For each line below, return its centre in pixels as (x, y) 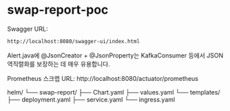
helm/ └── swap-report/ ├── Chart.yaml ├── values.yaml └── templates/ (114, 92)
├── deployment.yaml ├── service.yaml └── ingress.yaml (91, 99)
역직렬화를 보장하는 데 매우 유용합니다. (59, 64)
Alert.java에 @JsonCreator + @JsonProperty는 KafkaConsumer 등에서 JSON (115, 55)
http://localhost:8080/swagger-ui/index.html (73, 41)
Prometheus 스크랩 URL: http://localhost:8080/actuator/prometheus (103, 78)
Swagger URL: (28, 29)
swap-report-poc (58, 10)
